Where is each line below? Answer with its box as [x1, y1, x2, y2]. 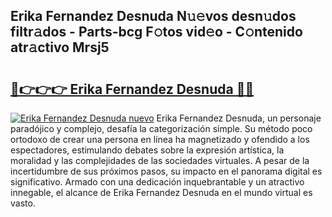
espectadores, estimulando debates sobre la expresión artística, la [10, 144, 285, 156]
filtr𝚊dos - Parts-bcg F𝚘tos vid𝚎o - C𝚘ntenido [10, 24, 303, 41]
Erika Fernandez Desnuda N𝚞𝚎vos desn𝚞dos [10, 8, 297, 25]
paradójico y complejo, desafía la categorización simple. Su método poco [10, 123, 313, 134]
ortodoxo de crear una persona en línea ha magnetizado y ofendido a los [10, 134, 310, 145]
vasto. [10, 197, 36, 209]
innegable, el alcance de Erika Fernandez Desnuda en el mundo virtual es [10, 187, 313, 198]
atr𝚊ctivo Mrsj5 [10, 39, 110, 56]
